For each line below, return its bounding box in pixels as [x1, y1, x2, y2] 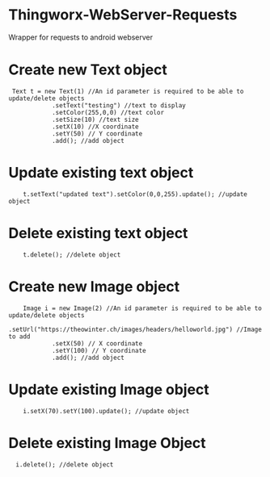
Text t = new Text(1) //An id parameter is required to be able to [11, 87, 244, 95]
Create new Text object [8, 61, 168, 79]
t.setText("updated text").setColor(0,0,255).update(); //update [23, 190, 248, 199]
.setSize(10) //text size [51, 115, 139, 123]
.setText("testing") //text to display [51, 101, 186, 110]
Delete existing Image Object [8, 433, 206, 452]
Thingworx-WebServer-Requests [8, 6, 238, 24]
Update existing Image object [8, 380, 210, 399]
